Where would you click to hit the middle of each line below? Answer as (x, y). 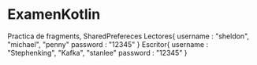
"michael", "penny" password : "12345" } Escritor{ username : (108, 44)
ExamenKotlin (54, 14)
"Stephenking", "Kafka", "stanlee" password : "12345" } (97, 52)
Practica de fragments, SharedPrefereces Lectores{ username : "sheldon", (128, 36)
